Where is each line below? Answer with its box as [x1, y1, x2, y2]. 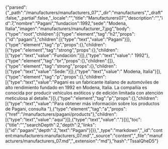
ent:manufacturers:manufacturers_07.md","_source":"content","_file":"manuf [5, 133, 163, 138]
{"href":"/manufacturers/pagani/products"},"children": [5, 111, 118, 117]
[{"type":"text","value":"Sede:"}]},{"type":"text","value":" [5, 68, 123, 74]
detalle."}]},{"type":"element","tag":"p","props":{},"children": [33, 95, 158, 101]
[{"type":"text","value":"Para [5, 101, 64, 106]
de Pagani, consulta [5, 106, 46, 112]
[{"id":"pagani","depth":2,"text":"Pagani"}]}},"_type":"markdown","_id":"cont [5, 127, 163, 133]
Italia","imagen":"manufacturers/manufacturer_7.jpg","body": [5, 26, 131, 32]
